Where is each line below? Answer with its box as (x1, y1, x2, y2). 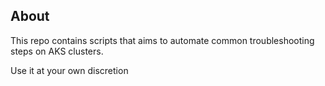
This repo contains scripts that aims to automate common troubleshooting (10, 34, 315, 46)
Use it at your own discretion (10, 64, 129, 76)
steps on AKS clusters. (10, 45, 104, 57)
